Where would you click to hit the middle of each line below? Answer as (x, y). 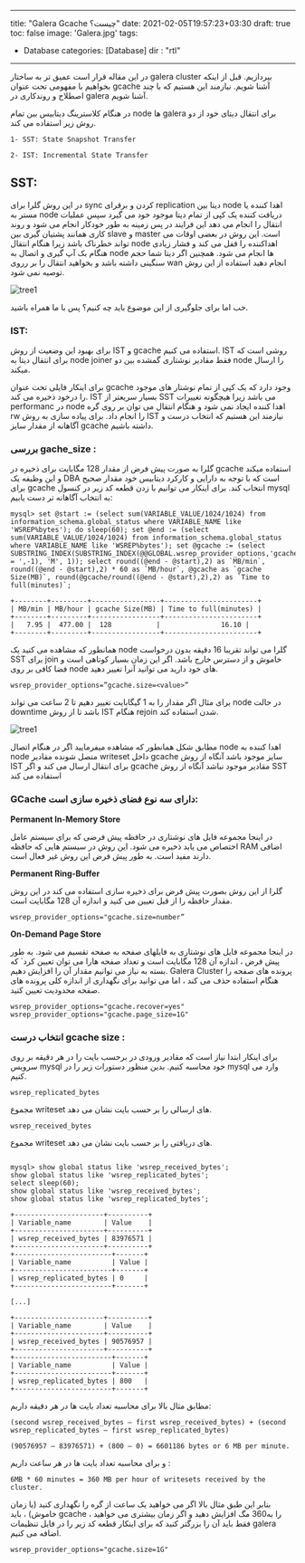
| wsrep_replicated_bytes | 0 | (79, 1278)
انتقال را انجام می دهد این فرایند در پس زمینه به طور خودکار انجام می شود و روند (147, 224)
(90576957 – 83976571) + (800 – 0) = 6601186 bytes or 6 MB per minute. (150, 1446)
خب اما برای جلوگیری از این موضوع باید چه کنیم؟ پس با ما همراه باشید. (129, 307)
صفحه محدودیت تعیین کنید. (55, 990)
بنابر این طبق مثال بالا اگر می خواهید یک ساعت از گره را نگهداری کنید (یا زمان (141, 1504)
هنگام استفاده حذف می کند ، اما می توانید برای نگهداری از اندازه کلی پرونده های (144, 980)
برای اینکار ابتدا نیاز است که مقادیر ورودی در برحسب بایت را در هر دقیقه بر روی (144, 1057)
